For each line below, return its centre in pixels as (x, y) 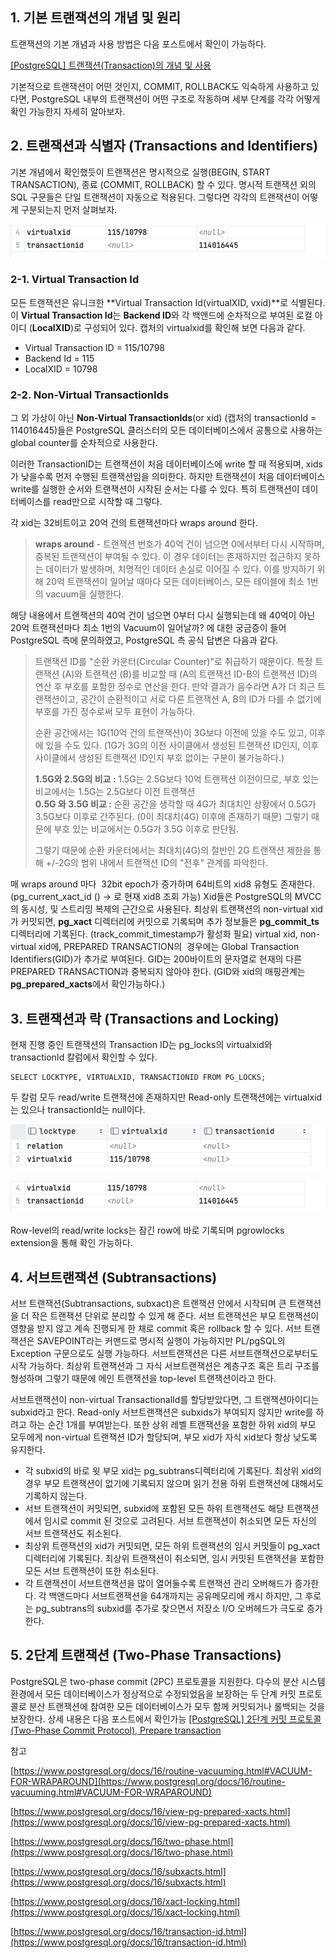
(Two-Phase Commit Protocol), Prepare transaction (116, 1730)
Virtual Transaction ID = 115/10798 (94, 347)
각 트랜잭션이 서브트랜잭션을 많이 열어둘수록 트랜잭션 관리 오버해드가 (158, 1584)
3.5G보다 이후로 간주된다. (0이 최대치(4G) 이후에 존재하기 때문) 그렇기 (171, 817)
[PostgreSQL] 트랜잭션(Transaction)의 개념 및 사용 (111, 65)
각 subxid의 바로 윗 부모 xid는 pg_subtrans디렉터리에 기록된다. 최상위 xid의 (173, 1471)
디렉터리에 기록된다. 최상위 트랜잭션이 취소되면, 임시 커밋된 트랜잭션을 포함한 (174, 1559)
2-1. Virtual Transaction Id (75, 280)
